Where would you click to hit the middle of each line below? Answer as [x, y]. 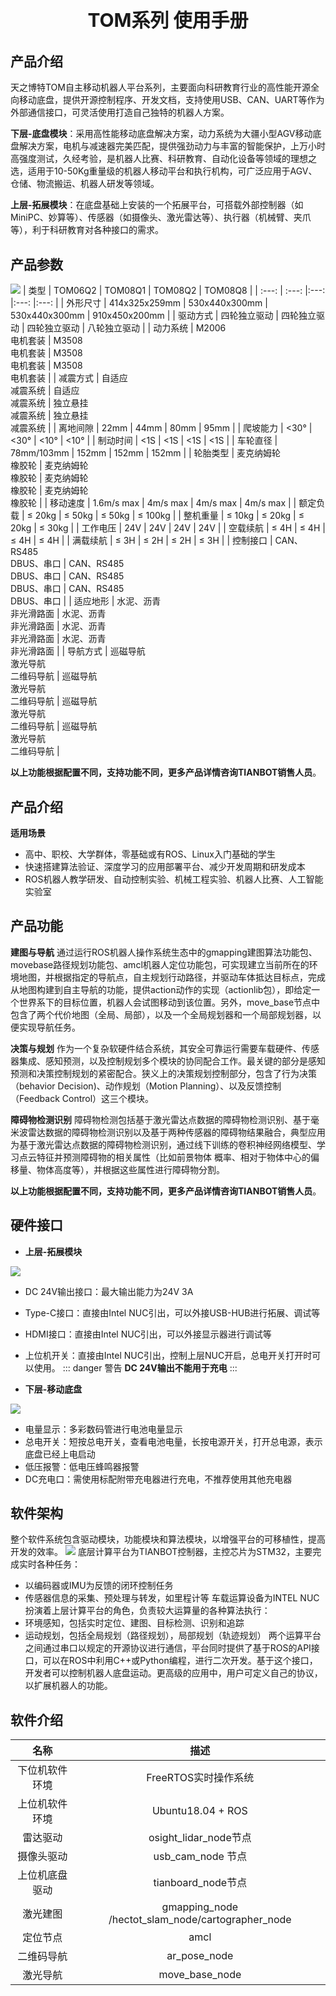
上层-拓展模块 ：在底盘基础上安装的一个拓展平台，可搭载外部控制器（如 [157, 205]
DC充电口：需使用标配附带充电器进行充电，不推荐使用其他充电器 [158, 1479]
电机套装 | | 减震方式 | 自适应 [69, 378]
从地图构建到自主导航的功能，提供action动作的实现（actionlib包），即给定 [161, 989]
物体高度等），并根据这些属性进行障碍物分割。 [130, 1169]
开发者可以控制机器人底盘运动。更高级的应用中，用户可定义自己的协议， [173, 1673]
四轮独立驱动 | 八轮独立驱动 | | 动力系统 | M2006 [126, 328]
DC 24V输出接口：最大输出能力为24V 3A [109, 1291]
